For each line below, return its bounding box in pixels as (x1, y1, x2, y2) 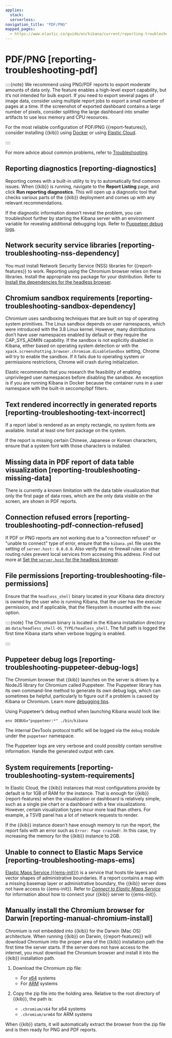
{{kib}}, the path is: (12, 995, 53, 1002)
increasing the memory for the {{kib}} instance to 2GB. (5, 833, 121, 839)
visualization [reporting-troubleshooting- (5, 466, 141, 474)
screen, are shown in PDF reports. (5, 498, 77, 504)
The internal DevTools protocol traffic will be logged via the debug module (5, 727, 160, 734)
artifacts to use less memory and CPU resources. (5, 114, 109, 120)
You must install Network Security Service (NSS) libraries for (5, 262, 133, 268)
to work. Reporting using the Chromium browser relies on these (28, 268, 162, 274)
